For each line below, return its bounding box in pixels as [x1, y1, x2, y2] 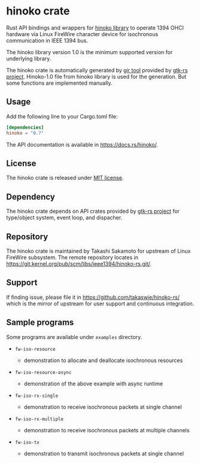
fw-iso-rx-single [14, 393, 59, 399]
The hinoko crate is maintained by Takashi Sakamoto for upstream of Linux [6, 247, 191, 254]
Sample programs [6, 317, 74, 328]
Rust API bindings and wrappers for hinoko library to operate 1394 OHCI [6, 24, 184, 31]
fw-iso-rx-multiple [14, 416, 64, 422]
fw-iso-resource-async [14, 369, 72, 375]
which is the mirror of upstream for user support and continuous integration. [6, 299, 195, 307]
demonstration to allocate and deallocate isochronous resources [23, 357, 183, 364]
